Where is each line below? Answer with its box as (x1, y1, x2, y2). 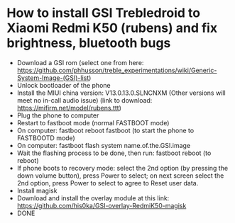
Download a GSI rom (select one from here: (16, 58, 144, 67)
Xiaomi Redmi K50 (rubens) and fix (6, 20, 218, 36)
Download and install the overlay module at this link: (16, 193, 170, 202)
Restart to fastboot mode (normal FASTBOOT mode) (16, 118, 170, 127)
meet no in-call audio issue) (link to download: (16, 96, 153, 104)
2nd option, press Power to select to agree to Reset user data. (16, 178, 199, 187)
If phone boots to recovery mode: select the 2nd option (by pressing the (16, 164, 229, 172)
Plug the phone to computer (16, 111, 99, 120)
